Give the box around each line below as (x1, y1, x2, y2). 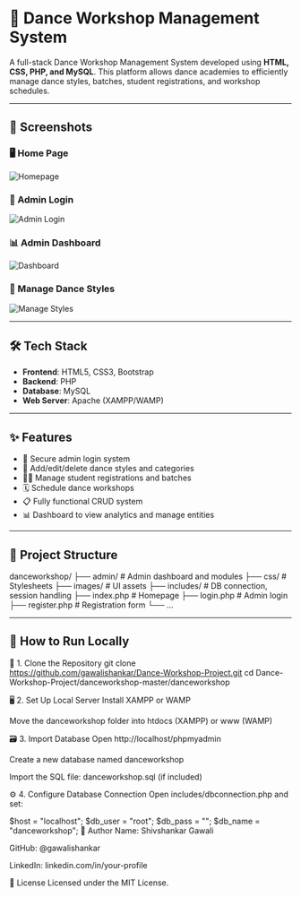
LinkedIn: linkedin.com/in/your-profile (9, 859, 148, 870)
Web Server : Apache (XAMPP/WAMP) (21, 395, 164, 406)
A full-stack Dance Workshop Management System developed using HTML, (9, 56, 289, 67)
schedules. (9, 85, 50, 96)
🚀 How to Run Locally (9, 634, 130, 649)
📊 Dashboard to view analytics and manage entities (21, 510, 215, 521)
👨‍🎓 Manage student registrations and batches (21, 472, 192, 483)
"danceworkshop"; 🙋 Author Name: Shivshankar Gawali (9, 824, 214, 836)
